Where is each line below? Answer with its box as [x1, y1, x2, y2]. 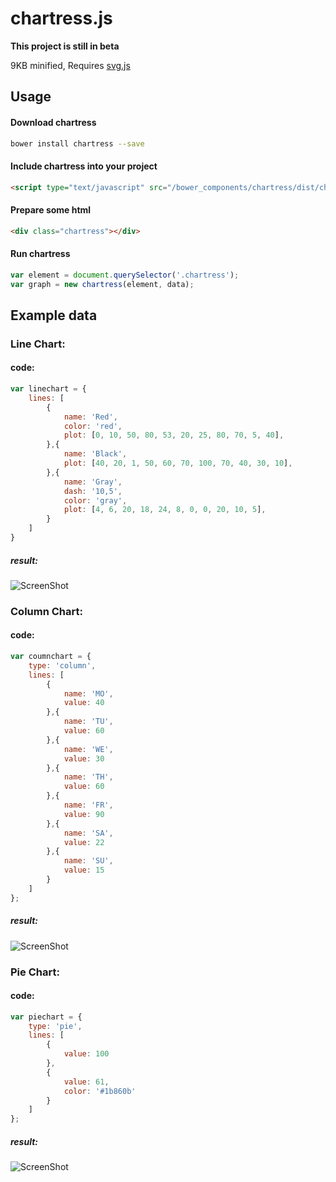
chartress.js [10, 7, 113, 30]
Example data [10, 307, 98, 324]
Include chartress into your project [10, 160, 158, 172]
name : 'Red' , [63, 412, 118, 422]
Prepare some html [10, 204, 92, 216]
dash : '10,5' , [63, 486, 123, 496]
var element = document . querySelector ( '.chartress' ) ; [10, 270, 240, 280]
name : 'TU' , [63, 717, 114, 727]
